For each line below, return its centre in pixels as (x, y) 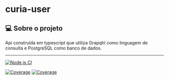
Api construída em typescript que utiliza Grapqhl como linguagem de (76, 43)
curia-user (28, 9)
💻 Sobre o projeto (34, 28)
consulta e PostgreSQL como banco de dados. (54, 48)
